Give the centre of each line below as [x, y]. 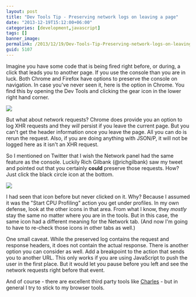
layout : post [22, 11]
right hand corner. [28, 97]
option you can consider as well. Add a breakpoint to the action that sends [95, 251]
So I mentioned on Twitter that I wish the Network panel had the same [90, 156]
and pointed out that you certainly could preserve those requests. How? [93, 168]
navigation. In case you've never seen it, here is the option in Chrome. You [95, 85]
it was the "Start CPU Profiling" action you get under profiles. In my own [92, 203]
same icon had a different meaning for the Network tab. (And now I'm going [97, 221]
